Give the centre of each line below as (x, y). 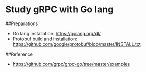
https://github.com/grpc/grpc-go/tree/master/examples (71, 64)
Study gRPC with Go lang (59, 9)
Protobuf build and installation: (45, 39)
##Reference (19, 54)
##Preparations (22, 23)
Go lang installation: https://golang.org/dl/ (57, 33)
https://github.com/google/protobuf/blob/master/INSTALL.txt (77, 44)
